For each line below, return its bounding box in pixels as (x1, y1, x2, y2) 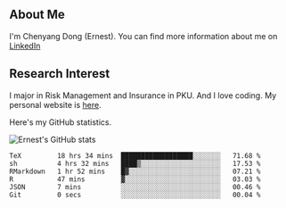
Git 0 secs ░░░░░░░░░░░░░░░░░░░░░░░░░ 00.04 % (9, 190, 261, 199)
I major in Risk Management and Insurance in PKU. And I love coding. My (9, 89, 277, 101)
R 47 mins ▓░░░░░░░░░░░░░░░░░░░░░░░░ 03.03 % (9, 174, 261, 184)
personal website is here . (9, 99, 102, 110)
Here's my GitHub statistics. (9, 116, 112, 128)
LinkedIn (9, 40, 41, 51)
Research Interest (9, 66, 110, 81)
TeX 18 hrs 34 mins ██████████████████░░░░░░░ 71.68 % (9, 151, 261, 160)
